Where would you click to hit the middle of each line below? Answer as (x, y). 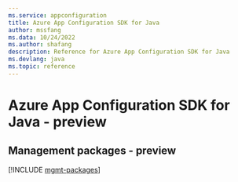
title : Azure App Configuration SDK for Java (84, 23)
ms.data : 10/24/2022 (42, 37)
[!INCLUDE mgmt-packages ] (54, 169)
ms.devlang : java (37, 60)
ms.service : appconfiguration (58, 15)
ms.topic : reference (42, 67)
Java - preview (58, 122)
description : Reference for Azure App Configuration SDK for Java (119, 52)
